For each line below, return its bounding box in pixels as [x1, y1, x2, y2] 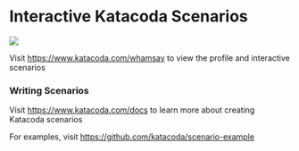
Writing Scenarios [9, 84, 89, 96]
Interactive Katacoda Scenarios [9, 6, 248, 27]
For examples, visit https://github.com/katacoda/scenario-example [9, 131, 254, 142]
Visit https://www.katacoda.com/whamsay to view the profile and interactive [9, 52, 290, 63]
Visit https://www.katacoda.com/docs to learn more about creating [9, 105, 255, 115]
